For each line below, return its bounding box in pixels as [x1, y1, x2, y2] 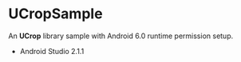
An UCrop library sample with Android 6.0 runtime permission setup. [8, 31, 234, 41]
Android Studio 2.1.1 [19, 46, 85, 56]
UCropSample [8, 5, 103, 23]
